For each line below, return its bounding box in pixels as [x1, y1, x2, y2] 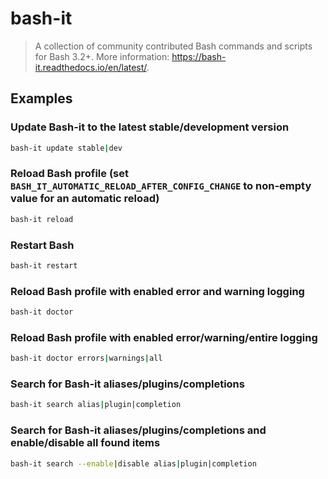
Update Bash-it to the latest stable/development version [10, 120, 290, 134]
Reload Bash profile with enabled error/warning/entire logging [10, 330, 318, 344]
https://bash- [171, 50, 227, 62]
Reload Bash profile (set [10, 167, 129, 181]
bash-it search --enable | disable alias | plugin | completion [10, 458, 257, 469]
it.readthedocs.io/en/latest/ [34, 61, 147, 73]
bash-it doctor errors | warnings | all [10, 353, 163, 364]
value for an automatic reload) [10, 192, 160, 206]
